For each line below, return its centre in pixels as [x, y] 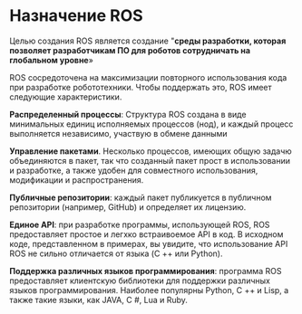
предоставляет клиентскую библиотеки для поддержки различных [140, 281]
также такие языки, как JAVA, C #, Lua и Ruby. [99, 300]
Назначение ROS [76, 16]
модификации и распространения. [77, 180]
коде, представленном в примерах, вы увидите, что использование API [149, 243]
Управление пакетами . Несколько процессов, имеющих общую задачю [151, 151]
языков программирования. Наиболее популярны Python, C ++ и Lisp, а [149, 290]
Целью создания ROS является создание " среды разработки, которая [148, 41]
